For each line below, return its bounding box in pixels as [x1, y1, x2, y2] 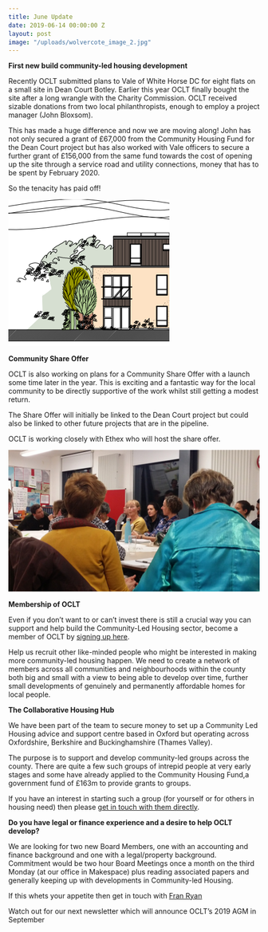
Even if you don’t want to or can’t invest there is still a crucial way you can [8, 615, 251, 624]
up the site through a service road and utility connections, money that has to [8, 159, 259, 169]
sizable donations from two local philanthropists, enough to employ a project [8, 102, 260, 112]
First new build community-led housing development [8, 61, 188, 71]
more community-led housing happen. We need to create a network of [8, 655, 240, 665]
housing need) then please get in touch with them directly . [8, 802, 200, 812]
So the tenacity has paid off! [8, 183, 101, 193]
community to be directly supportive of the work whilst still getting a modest [8, 387, 259, 396]
